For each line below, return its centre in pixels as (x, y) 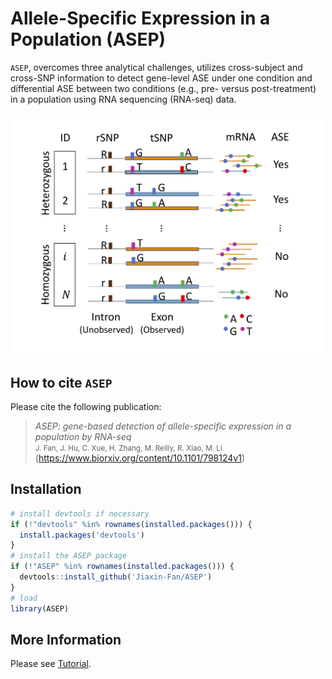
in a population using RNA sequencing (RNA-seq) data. (123, 99)
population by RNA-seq (83, 436)
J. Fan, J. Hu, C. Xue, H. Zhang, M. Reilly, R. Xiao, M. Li (128, 448)
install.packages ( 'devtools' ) (82, 535)
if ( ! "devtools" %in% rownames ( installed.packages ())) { (131, 524)
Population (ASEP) (88, 39)
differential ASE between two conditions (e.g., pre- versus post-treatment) (163, 88)
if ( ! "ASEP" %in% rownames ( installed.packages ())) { (122, 567)
